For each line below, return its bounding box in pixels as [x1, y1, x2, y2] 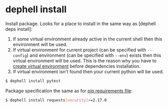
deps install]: [5, 26, 33, 32]
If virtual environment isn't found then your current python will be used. [12, 68, 164, 75]
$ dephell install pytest [5, 78, 61, 83]
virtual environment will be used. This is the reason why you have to [12, 57, 157, 63]
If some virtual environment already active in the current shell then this [12, 36, 163, 42]
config [12, 53, 27, 58]
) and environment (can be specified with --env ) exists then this [26, 52, 161, 58]
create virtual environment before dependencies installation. [12, 63, 141, 69]
